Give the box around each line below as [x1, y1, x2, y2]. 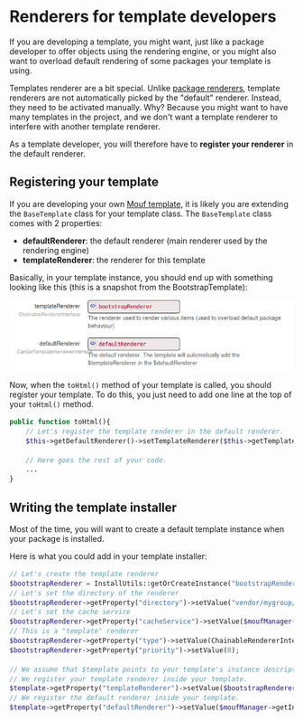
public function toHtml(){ [9, 418, 111, 427]
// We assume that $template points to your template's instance [9, 665, 260, 674]
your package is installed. [9, 533, 106, 544]
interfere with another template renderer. [9, 120, 161, 132]
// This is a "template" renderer [9, 627, 140, 636]
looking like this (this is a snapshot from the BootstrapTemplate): [9, 281, 248, 292]
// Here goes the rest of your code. [25, 455, 168, 465]
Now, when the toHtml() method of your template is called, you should [9, 380, 272, 391]
